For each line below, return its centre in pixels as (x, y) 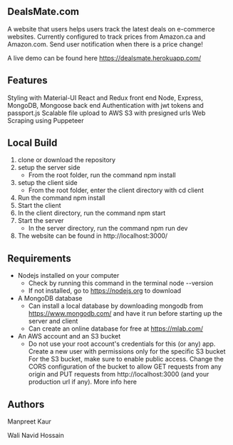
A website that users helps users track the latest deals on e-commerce (111, 29)
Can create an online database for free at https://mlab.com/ (116, 329)
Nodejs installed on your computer (68, 276)
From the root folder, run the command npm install (102, 175)
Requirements (39, 258)
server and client (53, 321)
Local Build (32, 143)
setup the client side (47, 183)
